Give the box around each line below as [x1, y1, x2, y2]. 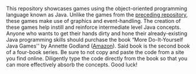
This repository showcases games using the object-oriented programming [6, 5, 188, 12]
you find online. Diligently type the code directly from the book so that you [6, 55, 188, 62]
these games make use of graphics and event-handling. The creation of [6, 18, 181, 24]
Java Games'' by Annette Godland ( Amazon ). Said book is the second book [6, 42, 191, 49]
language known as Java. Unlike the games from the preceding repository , [6, 11, 188, 18]
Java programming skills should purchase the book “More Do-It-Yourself [6, 36, 184, 43]
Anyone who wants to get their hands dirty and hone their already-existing [6, 30, 188, 37]
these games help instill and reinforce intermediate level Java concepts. [6, 23, 182, 31]
